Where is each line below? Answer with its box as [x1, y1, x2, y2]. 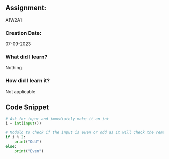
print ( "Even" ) [14, 148, 44, 154]
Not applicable [5, 88, 36, 94]
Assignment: [5, 4, 47, 12]
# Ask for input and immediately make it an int [5, 116, 109, 121]
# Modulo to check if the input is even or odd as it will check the [5, 130, 154, 135]
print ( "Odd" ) [14, 139, 42, 144]
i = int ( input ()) [5, 121, 42, 126]
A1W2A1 [5, 17, 22, 23]
